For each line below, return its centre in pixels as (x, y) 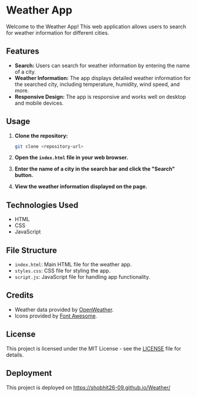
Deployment (29, 373)
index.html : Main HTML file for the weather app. (73, 265)
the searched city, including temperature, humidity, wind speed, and (97, 84)
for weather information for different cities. (58, 32)
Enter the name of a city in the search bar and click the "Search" (95, 169)
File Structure (31, 250)
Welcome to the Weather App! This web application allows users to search (96, 26)
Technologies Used (42, 205)
